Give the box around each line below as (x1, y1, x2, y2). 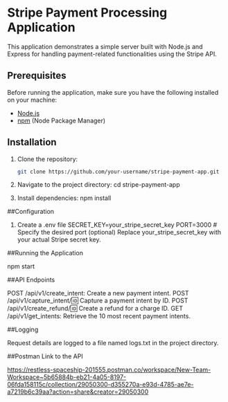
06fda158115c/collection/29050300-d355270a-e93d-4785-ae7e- (7, 381, 194, 389)
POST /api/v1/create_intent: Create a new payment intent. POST (7, 289, 189, 298)
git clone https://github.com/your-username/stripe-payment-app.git (17, 168, 220, 175)
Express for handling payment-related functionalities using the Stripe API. (7, 50, 217, 58)
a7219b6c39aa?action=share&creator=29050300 (7, 387, 149, 396)
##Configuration (7, 208, 54, 216)
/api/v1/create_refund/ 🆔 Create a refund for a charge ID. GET (7, 304, 184, 313)
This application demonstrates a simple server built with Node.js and (7, 42, 203, 51)
